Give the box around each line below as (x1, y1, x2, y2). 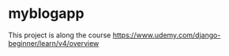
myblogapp (8, 5, 84, 23)
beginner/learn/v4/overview (8, 38, 99, 47)
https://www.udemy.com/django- (112, 30, 221, 40)
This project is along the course (8, 30, 111, 40)
